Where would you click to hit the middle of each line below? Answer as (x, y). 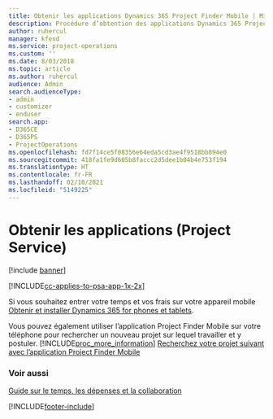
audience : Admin (36, 84)
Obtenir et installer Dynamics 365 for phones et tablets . (101, 310)
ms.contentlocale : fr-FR (50, 175)
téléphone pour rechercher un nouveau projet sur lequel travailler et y (125, 334)
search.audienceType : (45, 92)
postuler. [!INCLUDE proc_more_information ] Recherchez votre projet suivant (136, 343)
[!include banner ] (37, 270)
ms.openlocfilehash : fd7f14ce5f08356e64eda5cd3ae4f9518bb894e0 (118, 152)
